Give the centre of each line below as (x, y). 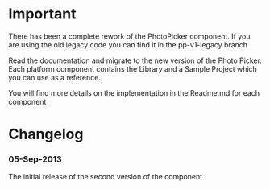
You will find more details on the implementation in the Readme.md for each (134, 92)
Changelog (46, 134)
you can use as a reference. (54, 77)
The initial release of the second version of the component (106, 177)
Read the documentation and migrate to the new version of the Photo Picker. (135, 60)
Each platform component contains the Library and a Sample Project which (133, 68)
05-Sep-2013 (35, 159)
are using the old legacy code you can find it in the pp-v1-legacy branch (128, 44)
